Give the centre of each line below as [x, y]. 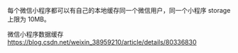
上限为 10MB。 [29, 19]
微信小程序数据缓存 [36, 34]
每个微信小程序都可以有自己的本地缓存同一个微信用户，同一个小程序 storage [119, 10]
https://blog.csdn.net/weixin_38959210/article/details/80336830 [102, 42]
